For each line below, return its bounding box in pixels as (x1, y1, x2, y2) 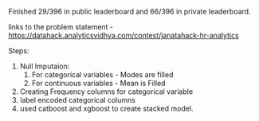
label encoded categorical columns (19, 96, 135, 104)
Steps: (8, 46, 29, 55)
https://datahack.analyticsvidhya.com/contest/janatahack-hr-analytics (8, 31, 239, 40)
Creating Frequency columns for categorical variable (19, 87, 194, 96)
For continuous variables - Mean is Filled (31, 79, 166, 88)
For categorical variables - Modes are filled (31, 70, 174, 79)
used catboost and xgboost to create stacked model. (19, 103, 194, 113)
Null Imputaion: (19, 61, 70, 71)
